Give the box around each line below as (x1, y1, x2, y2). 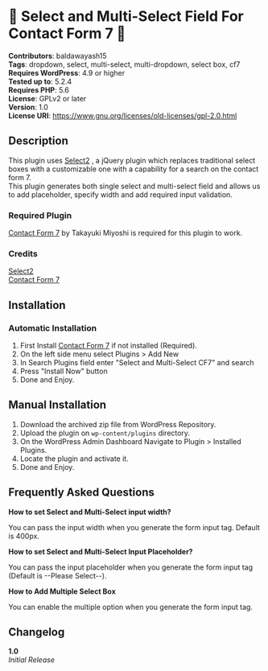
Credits (8, 248, 38, 259)
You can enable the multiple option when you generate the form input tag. (8, 602, 254, 611)
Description (8, 134, 68, 148)
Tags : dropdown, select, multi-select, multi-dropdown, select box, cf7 (8, 60, 241, 69)
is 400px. (8, 531, 40, 541)
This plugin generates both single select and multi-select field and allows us (8, 181, 261, 191)
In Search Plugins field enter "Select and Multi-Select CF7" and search (19, 358, 255, 368)
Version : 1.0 (8, 102, 48, 112)
